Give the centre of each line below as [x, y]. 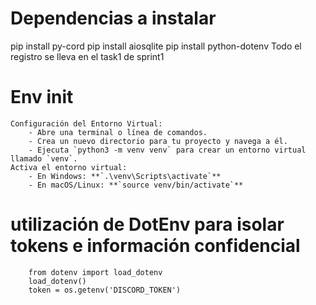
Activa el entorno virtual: [69, 167]
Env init [42, 97]
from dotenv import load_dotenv [95, 272]
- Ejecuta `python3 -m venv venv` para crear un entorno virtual [167, 150]
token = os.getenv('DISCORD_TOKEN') [105, 290]
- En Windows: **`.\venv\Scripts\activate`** [125, 176]
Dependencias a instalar [113, 18]
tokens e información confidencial [155, 246]
